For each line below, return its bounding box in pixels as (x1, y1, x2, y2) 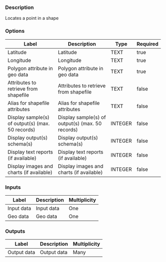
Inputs (5, 184, 21, 191)
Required (136, 40, 159, 47)
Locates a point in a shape (5, 15, 59, 21)
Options (5, 28, 25, 35)
